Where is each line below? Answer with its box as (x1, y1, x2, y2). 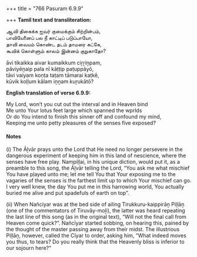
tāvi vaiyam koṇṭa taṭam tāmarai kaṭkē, (6, 72, 99, 79)
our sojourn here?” (6, 245, 52, 252)
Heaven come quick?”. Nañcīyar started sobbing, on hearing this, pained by (6, 219, 189, 226)
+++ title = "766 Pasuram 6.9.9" (6, 5, 84, 12)
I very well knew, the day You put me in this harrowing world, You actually (6, 183, 184, 190)
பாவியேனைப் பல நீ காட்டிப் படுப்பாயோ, (6, 35, 93, 41)
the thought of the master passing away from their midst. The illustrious (6, 226, 180, 233)
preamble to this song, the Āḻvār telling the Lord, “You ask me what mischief (6, 164, 190, 172)
